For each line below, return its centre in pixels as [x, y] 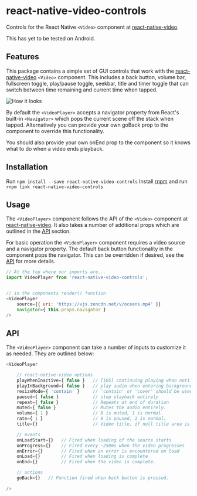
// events [29, 434]
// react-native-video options [55, 375]
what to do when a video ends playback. [55, 148]
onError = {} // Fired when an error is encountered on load [98, 451]
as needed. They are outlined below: [50, 354]
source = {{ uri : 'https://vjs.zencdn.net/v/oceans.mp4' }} [89, 304]
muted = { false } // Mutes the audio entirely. [91, 408]
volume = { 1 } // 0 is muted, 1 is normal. [90, 413]
